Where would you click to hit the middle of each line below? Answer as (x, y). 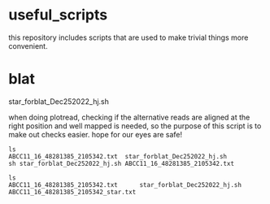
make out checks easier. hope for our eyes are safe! (96, 134)
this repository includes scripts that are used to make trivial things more (128, 37)
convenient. (28, 46)
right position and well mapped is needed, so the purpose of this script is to (135, 126)
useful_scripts (58, 15)
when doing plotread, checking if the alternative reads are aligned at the (129, 117)
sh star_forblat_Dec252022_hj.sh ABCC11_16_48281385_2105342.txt (121, 163)
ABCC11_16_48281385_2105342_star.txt (72, 192)
